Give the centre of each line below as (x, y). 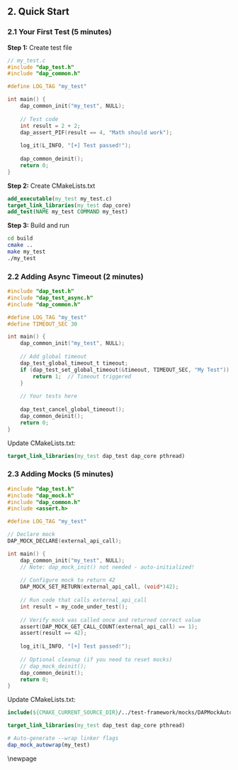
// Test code (39, 119)
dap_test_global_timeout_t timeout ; (74, 363)
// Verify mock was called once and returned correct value (110, 620)
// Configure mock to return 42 (68, 580)
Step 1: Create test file (40, 47)
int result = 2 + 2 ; (50, 126)
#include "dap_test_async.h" (50, 298)
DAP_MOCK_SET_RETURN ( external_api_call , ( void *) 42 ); (100, 587)
